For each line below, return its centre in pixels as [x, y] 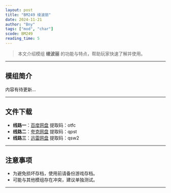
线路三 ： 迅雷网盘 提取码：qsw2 [46, 138]
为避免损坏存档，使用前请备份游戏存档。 [55, 174]
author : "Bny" [20, 24]
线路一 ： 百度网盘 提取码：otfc [44, 125]
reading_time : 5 [22, 39]
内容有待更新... [21, 89]
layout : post [19, 10]
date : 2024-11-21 [24, 19]
